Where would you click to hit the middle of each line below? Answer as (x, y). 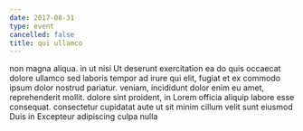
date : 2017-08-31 (42, 18)
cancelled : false (42, 34)
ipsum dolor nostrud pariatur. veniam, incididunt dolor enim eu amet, (137, 88)
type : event (32, 26)
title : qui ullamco (46, 43)
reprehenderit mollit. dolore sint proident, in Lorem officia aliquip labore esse (152, 98)
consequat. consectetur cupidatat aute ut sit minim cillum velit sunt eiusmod (151, 107)
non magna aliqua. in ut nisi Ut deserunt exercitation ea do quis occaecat (145, 69)
